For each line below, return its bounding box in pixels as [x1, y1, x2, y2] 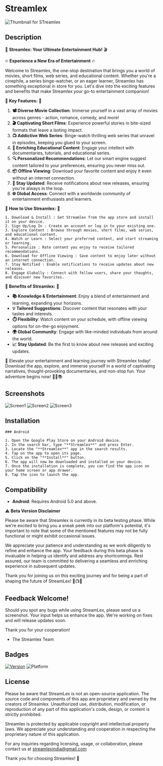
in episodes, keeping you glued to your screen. [12, 140, 107, 145]
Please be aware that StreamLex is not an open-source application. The [5, 690, 149, 696]
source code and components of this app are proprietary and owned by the [5, 696, 157, 702]
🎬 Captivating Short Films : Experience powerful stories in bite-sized [12, 120, 151, 126]
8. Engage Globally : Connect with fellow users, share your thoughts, [5, 270, 154, 275]
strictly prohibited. [5, 711, 42, 717]
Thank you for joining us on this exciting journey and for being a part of [5, 573, 148, 579]
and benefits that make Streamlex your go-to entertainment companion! [5, 88, 149, 94]
